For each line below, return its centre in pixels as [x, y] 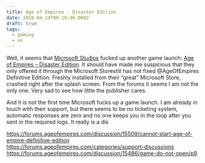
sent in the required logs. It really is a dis [57, 122]
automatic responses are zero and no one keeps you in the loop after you [99, 115]
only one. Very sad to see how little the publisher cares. [77, 90]
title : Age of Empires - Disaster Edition [61, 12]
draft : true [21, 23]
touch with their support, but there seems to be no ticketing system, [92, 109]
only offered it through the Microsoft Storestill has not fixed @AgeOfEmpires [103, 71]
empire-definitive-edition [38, 140]
